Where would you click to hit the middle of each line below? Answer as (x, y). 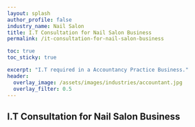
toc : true (21, 51)
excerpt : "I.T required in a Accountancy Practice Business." (98, 70)
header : (18, 76)
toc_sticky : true (32, 58)
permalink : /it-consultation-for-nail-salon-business (86, 39)
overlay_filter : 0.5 (43, 89)
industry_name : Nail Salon (46, 26)
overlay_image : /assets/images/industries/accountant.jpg (98, 83)
